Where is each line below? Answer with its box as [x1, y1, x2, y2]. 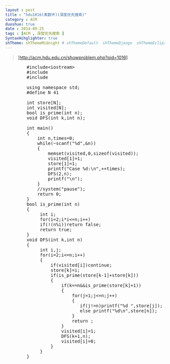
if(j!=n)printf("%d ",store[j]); [80, 303, 163, 309]
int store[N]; [26, 100, 62, 106]
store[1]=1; [48, 160, 77, 167]
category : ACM [5, 17, 37, 22]
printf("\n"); [48, 176, 83, 182]
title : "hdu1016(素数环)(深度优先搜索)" [5, 12, 87, 17]
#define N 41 [26, 89, 59, 95]
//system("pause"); [37, 186, 86, 192]
